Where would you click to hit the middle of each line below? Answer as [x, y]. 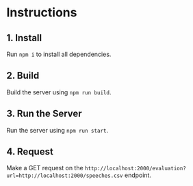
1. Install [24, 38]
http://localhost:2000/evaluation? [135, 169]
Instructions [42, 13]
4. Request [30, 152]
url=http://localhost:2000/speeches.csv [65, 176]
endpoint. [138, 175]
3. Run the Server [44, 114]
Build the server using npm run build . [59, 92]
